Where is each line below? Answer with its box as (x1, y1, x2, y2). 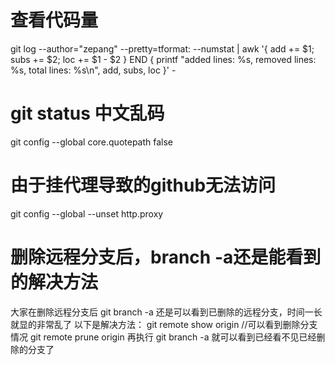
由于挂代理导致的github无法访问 (10, 174, 277, 197)
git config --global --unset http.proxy (10, 207, 164, 220)
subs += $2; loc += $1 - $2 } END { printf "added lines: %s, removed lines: (10, 53, 317, 65)
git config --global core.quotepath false (10, 136, 174, 148)
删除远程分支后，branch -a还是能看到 (10, 246, 322, 268)
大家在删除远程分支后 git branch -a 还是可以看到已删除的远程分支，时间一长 (10, 306, 323, 318)
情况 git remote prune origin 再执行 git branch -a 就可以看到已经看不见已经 (10, 331, 317, 343)
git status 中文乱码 (10, 102, 165, 125)
